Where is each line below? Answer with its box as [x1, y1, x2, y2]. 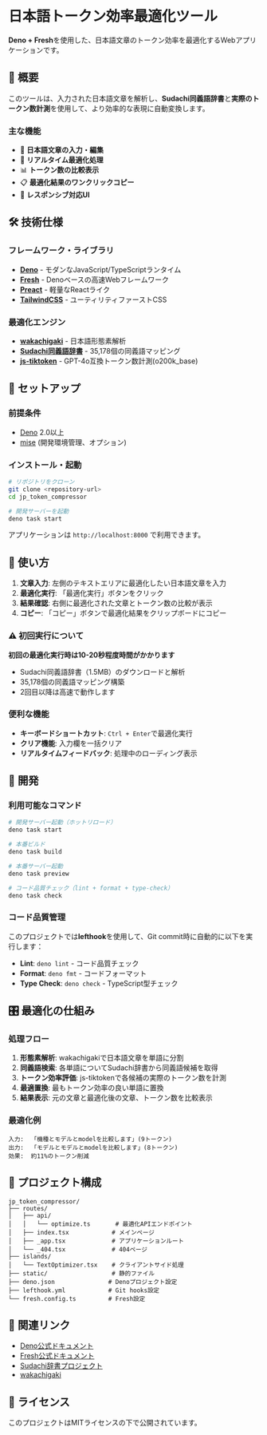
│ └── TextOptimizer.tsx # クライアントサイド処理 [8, 1261, 185, 1269]
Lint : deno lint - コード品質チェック [19, 958, 139, 968]
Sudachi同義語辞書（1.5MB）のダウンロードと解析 [19, 667, 186, 676]
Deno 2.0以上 [19, 427, 65, 437]
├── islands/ [8, 1252, 52, 1260]
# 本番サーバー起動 [8, 862, 64, 870]
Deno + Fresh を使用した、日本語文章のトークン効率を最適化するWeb [8, 35, 236, 45]
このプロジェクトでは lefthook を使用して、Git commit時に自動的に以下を [8, 931, 246, 941]
